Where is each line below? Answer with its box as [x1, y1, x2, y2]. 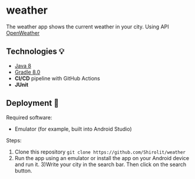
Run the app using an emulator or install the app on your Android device [14, 154, 190, 161]
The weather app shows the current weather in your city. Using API [6, 23, 169, 30]
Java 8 [14, 62, 31, 69]
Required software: [6, 113, 52, 121]
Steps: [6, 136, 22, 144]
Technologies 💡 [6, 47, 65, 57]
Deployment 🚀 [6, 98, 59, 108]
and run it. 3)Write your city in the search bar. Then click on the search [14, 161, 187, 168]
